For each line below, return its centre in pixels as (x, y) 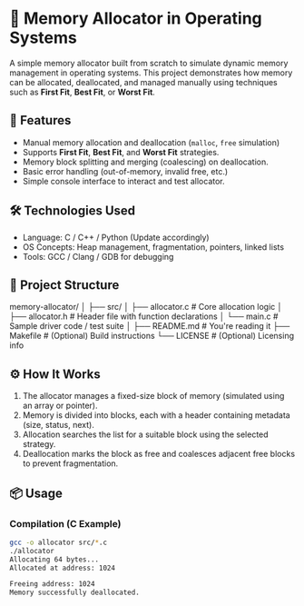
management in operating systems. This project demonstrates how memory (151, 73)
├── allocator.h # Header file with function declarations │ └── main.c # (144, 316)
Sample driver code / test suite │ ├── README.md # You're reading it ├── (150, 326)
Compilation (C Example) (65, 523)
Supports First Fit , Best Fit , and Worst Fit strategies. (121, 152)
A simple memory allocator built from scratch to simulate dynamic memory (149, 63)
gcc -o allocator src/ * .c (58, 542)
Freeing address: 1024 (52, 584)
